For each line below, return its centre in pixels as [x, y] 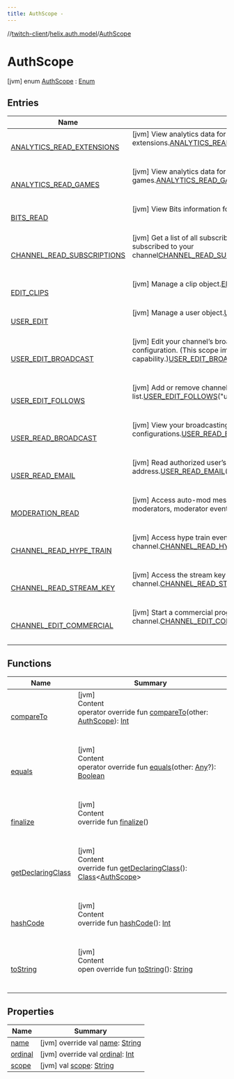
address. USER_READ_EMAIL [178, 471]
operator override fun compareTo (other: [143, 712]
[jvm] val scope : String [77, 1065]
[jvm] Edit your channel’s [173, 342]
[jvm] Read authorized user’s [179, 463]
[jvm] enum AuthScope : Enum [51, 81]
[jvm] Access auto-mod [171, 500]
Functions [30, 663]
